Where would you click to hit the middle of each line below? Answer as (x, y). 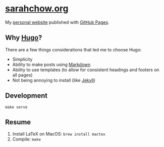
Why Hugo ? (24, 38)
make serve (16, 107)
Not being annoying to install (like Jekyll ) (54, 80)
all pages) (23, 75)
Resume (18, 122)
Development (27, 96)
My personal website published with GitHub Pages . (57, 22)
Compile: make (27, 139)
